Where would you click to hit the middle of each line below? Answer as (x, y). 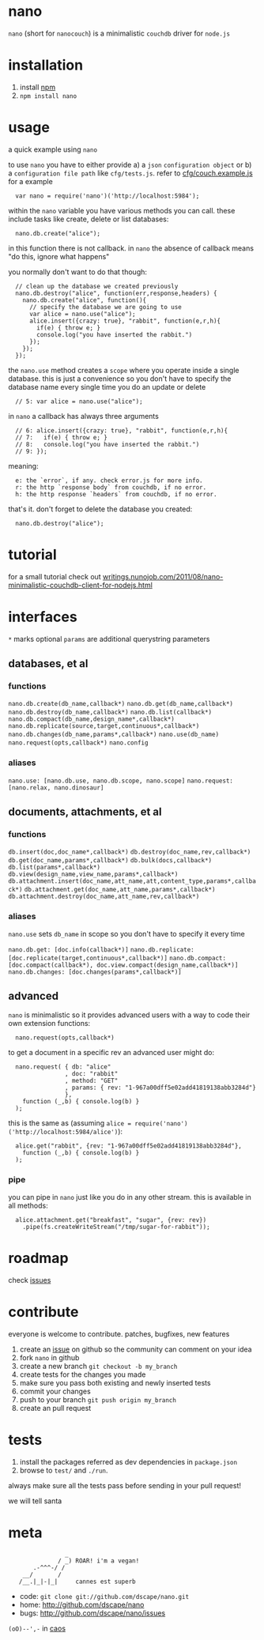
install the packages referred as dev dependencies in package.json (128, 1461)
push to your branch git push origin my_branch (98, 1399)
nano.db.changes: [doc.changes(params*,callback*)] (95, 972)
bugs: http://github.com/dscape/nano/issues (92, 1613)
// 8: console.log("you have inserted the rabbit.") (107, 444)
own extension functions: (49, 1024)
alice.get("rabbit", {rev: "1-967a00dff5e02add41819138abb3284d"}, (129, 1146)
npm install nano (48, 96)
